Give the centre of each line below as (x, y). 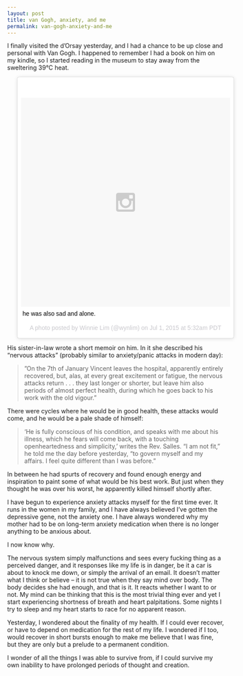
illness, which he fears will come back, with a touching (101, 439)
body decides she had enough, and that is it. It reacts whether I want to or (112, 587)
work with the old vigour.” (60, 398)
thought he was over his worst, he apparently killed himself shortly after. (109, 489)
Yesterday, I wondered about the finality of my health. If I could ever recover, (116, 622)
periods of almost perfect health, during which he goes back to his (118, 391)
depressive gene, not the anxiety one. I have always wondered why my (108, 517)
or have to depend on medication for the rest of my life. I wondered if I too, (113, 630)
